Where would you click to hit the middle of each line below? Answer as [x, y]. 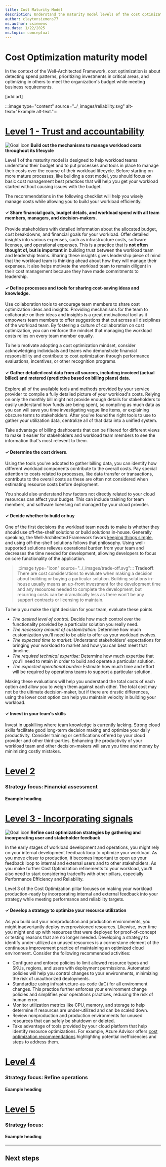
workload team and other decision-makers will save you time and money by [82, 746]
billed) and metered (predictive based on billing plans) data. [68, 378]
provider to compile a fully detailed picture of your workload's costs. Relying [83, 394]
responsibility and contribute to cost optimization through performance [77, 356]
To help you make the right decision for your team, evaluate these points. [80, 609]
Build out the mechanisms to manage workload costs [86, 145]
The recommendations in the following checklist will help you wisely [74, 196]
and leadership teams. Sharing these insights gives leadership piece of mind [83, 256]
